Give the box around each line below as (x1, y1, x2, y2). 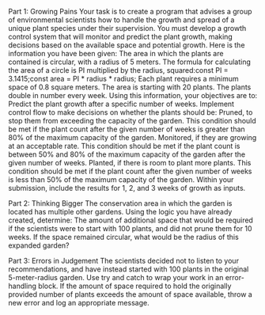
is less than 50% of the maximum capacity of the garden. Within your (8, 175, 234, 184)
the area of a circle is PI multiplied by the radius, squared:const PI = (8, 66, 229, 74)
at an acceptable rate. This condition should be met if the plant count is (8, 142, 240, 150)
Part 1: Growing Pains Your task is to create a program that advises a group (8, 7, 252, 16)
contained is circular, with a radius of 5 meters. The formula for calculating (8, 57, 252, 66)
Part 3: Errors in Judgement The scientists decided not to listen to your (8, 256, 240, 265)
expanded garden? (8, 241, 70, 250)
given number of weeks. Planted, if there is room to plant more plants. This (8, 158, 252, 167)
